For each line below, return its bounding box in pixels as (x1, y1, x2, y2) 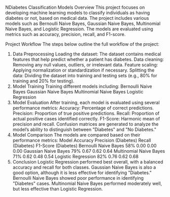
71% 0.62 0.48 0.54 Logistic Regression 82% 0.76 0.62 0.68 (12, 153, 139, 159)
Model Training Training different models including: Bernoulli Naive (12, 83, 152, 89)
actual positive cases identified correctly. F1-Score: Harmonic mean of (12, 116, 160, 121)
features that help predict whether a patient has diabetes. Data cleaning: (12, 56, 164, 62)
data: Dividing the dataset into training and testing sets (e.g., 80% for (12, 73, 157, 78)
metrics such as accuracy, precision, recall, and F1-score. (5, 31, 126, 37)
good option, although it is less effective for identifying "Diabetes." (12, 170, 152, 176)
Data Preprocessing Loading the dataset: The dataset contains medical (12, 51, 161, 57)
